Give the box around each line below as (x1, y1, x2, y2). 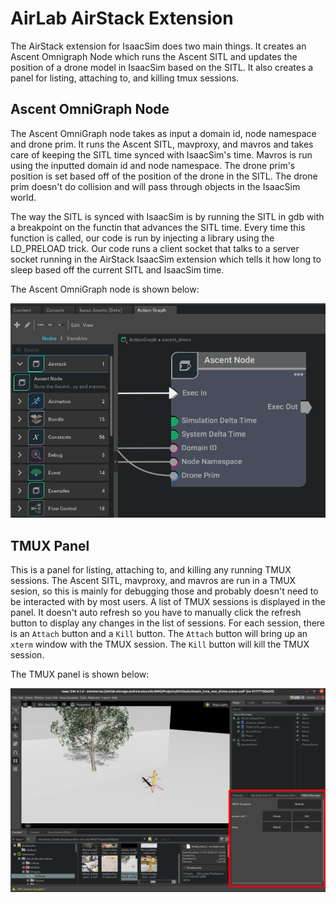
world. (10, 191, 37, 203)
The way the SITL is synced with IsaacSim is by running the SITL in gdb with (10, 210, 325, 222)
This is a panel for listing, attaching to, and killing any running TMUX (10, 563, 292, 576)
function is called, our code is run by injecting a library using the (10, 232, 275, 244)
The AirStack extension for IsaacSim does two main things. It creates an (10, 40, 307, 52)
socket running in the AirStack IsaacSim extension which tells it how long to (10, 253, 322, 265)
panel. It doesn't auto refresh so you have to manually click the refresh (10, 606, 302, 618)
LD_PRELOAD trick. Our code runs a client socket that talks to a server (10, 242, 300, 254)
